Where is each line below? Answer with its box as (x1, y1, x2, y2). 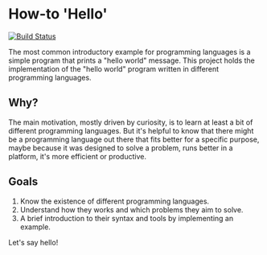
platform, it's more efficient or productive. (8, 151, 147, 161)
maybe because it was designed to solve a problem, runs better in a (8, 142, 233, 153)
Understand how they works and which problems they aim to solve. (19, 204, 244, 214)
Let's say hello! (8, 237, 59, 247)
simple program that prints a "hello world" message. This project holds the (8, 56, 255, 65)
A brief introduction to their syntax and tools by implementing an (19, 213, 234, 223)
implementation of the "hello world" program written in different (8, 64, 220, 73)
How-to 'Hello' (8, 5, 108, 23)
